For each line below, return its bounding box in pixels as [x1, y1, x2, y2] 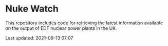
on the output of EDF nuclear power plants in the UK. [5, 25, 117, 31]
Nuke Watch [5, 3, 59, 15]
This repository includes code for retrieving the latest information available [5, 20, 163, 26]
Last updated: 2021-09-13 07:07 [5, 35, 73, 41]
